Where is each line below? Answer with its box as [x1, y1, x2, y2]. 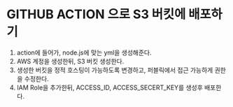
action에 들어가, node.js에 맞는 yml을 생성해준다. [16, 48, 152, 57]
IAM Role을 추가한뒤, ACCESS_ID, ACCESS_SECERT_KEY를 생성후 [16, 83, 204, 92]
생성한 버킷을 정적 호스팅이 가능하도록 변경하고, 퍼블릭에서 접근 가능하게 [16, 66, 213, 74]
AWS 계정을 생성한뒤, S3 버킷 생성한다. [16, 57, 125, 65]
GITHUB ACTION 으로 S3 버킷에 [6, 6, 186, 22]
